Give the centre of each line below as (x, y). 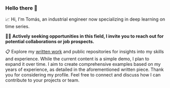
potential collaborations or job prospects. (50, 42)
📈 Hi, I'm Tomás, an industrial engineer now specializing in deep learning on (85, 19)
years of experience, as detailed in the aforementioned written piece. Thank (84, 69)
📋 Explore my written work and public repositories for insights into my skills (84, 52)
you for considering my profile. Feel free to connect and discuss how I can (83, 75)
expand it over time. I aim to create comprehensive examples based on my (83, 64)
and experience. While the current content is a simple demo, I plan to (77, 59)
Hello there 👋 (22, 8)
